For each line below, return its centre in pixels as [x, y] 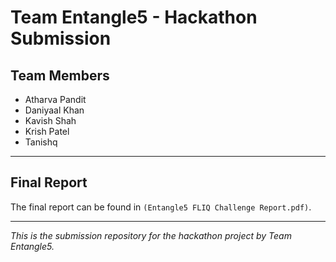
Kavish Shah [50, 120]
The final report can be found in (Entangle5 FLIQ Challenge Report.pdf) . [161, 207]
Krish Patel [47, 131]
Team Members [60, 75]
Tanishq [41, 142]
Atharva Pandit [55, 99]
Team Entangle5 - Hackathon [134, 17]
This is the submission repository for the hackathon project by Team [151, 235]
